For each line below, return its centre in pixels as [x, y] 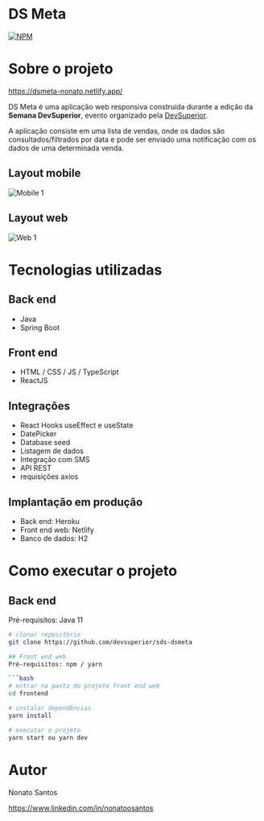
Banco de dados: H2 [54, 538]
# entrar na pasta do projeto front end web [84, 686]
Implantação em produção [76, 502]
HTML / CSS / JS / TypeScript [69, 372]
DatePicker [38, 434]
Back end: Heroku [50, 521]
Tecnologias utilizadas [85, 270]
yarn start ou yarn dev [48, 737]
